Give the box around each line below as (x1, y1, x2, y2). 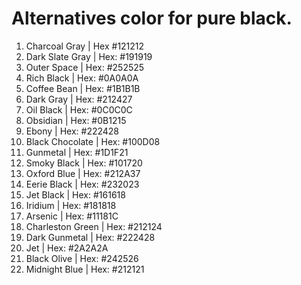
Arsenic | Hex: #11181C (25, 210, 119, 222)
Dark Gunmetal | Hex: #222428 (25, 231, 156, 243)
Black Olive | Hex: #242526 (25, 252, 139, 264)
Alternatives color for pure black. (11, 7, 293, 30)
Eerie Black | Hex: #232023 (25, 178, 140, 190)
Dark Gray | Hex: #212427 (25, 93, 133, 105)
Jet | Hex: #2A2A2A (25, 242, 109, 254)
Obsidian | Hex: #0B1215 (25, 114, 127, 126)
